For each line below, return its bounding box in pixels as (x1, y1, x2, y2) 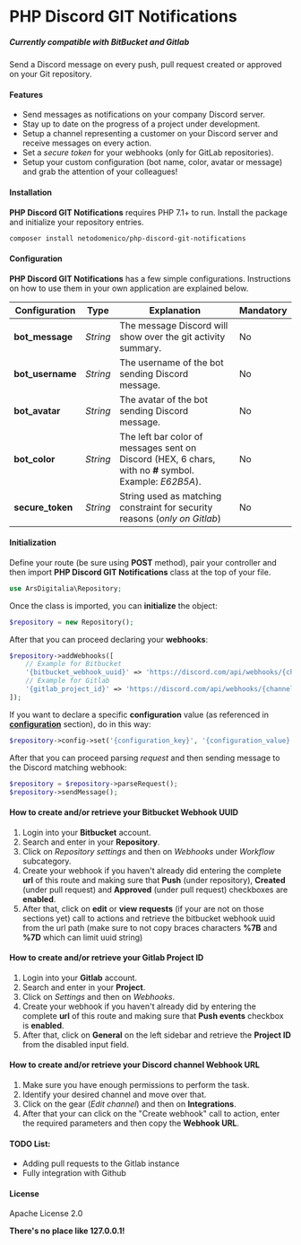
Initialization (9, 537, 56, 548)
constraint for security (119, 501, 213, 513)
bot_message (13, 330, 73, 343)
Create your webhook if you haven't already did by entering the (21, 1001, 257, 1012)
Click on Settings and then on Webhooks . (21, 991, 176, 1002)
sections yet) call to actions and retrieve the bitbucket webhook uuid (21, 913, 276, 924)
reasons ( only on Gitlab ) (119, 512, 221, 524)
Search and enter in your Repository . (21, 837, 160, 847)
